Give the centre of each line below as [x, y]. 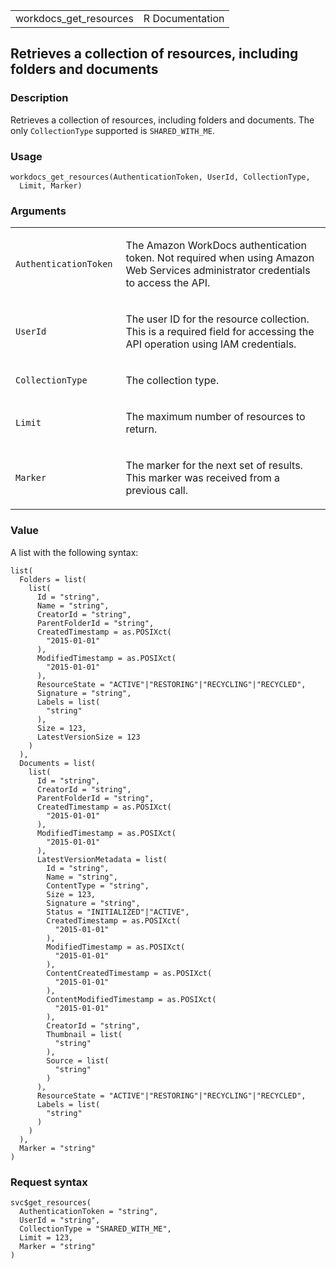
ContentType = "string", [98, 885]
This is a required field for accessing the [220, 332]
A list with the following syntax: [74, 552]
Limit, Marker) [51, 185]
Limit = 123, [46, 1237]
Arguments [38, 211]
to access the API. [168, 283]
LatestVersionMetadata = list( [102, 859]
